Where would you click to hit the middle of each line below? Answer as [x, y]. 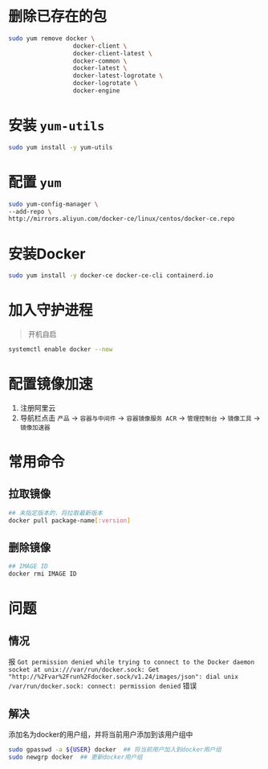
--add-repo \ [30, 211]
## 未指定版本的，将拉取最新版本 [55, 513]
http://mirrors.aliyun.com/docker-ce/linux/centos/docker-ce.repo [122, 219]
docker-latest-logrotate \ [118, 76]
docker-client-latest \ [112, 53]
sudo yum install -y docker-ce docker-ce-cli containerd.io [111, 276]
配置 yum [35, 182]
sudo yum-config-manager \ [53, 204]
